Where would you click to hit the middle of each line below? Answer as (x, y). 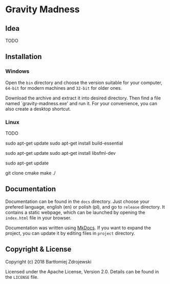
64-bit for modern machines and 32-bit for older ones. (63, 88)
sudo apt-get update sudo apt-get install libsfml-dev (61, 153)
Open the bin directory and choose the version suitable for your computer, (84, 83)
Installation (24, 57)
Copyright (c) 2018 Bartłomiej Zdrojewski (48, 261)
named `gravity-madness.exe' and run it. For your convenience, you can (81, 103)
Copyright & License (38, 249)
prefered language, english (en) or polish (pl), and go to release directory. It (85, 207)
